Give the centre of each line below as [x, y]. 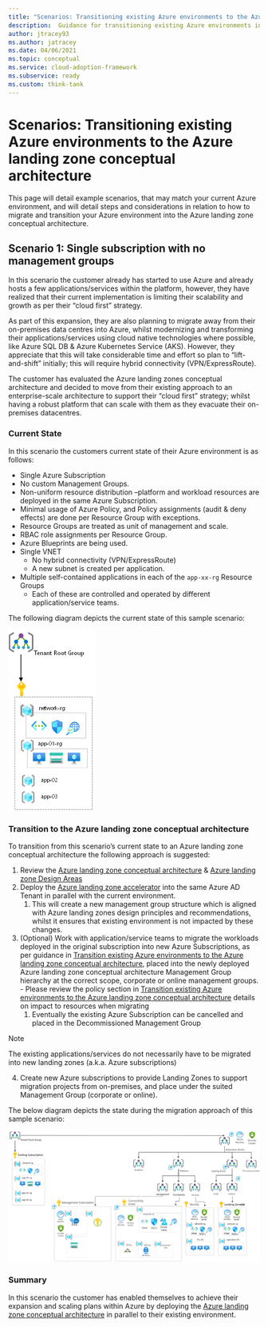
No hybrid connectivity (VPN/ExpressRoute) [104, 560]
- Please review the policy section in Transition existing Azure [121, 989]
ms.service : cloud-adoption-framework [73, 68]
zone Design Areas [51, 878]
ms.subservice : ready [44, 76]
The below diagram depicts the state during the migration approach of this [130, 1110]
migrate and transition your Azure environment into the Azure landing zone [131, 215]
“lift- [238, 355]
